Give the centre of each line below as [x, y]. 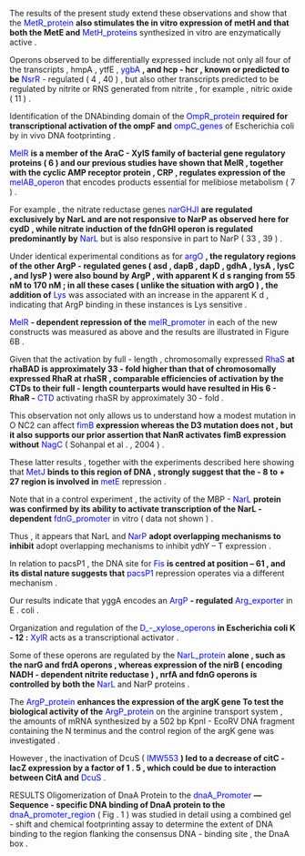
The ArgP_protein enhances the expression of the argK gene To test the [147, 702]
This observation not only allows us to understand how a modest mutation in [152, 415]
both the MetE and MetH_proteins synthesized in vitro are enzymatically [145, 32]
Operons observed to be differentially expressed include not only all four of [150, 60]
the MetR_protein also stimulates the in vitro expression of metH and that [149, 23]
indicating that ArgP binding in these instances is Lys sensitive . [128, 305]
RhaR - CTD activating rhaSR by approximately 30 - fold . [117, 398]
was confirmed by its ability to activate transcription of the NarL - [136, 509]
